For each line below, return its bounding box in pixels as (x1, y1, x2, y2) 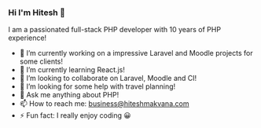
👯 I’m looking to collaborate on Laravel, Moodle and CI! (19, 74, 197, 83)
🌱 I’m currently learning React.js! (19, 65, 126, 75)
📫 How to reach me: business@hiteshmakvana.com (19, 99, 189, 108)
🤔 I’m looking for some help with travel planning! (19, 82, 176, 91)
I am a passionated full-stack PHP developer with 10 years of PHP (8, 25, 222, 35)
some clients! (19, 57, 64, 66)
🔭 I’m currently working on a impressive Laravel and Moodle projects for (19, 49, 253, 58)
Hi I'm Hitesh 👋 (8, 7, 65, 18)
